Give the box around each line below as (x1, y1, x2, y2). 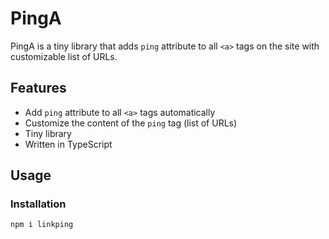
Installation (10, 197, 67, 211)
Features (10, 80, 67, 97)
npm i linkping (10, 220, 74, 230)
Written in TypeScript (24, 138, 113, 150)
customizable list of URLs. (10, 50, 118, 62)
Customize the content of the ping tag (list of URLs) (24, 117, 238, 129)
